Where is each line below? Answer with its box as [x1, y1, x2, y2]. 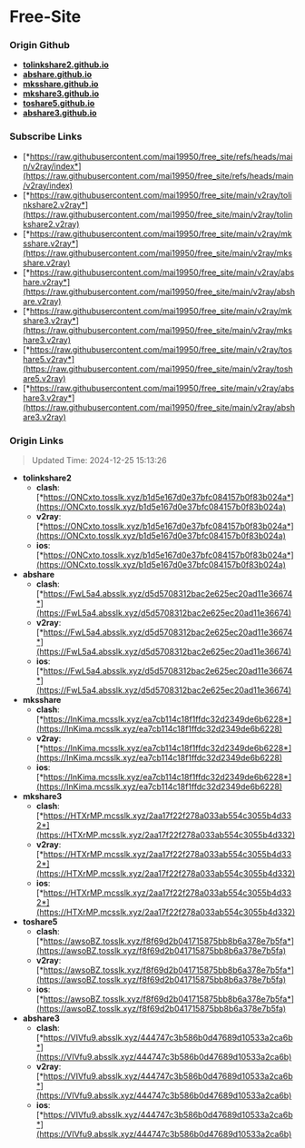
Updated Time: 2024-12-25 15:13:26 [31, 455, 167, 466]
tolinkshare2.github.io [22, 59, 109, 70]
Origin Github [9, 39, 71, 52]
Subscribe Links [9, 130, 83, 143]
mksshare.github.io [22, 79, 99, 90]
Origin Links [9, 434, 64, 447]
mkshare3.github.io [22, 88, 100, 99]
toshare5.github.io [22, 98, 95, 109]
